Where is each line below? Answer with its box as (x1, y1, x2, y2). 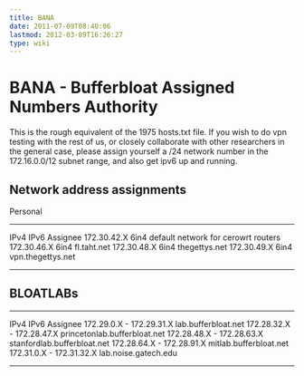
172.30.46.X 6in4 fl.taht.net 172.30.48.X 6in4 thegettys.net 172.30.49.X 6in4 (9, 242, 292, 252)
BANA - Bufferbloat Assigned (9, 78, 235, 98)
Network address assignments (9, 182, 187, 198)
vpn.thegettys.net (9, 251, 76, 262)
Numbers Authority (9, 97, 158, 118)
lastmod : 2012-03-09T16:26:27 (9, 30, 124, 39)
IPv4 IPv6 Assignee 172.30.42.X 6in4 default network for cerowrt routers (9, 232, 281, 243)
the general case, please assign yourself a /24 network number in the (9, 146, 269, 157)
